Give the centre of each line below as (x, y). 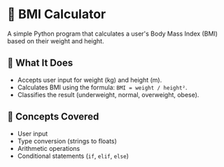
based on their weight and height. (56, 41)
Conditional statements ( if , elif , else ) (73, 156)
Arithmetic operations (49, 148)
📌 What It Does (40, 63)
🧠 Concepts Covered (53, 117)
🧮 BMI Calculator (57, 14)
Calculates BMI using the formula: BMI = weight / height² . (102, 87)
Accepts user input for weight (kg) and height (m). (90, 80)
